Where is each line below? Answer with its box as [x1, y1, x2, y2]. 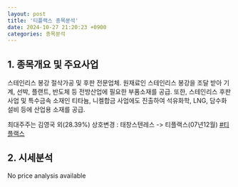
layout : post [7, 10, 46, 18]
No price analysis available [7, 171, 86, 180]
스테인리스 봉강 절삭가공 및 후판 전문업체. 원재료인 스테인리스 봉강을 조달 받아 [7, 79, 222, 87]
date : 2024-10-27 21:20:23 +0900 [7, 23, 107, 31]
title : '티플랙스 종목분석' [7, 17, 79, 24]
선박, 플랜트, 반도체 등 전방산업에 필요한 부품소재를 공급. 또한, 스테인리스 [16, 87, 218, 96]
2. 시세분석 [7, 152, 53, 164]
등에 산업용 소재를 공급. [20, 105, 86, 114]
